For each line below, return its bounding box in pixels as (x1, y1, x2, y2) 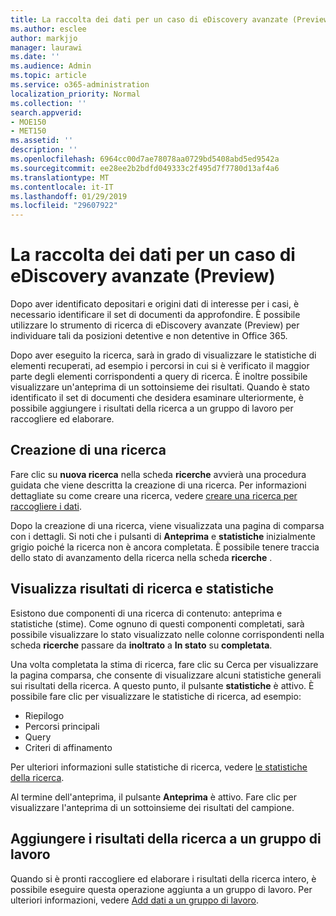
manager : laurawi (10, 42, 83, 53)
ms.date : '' (10, 52, 60, 62)
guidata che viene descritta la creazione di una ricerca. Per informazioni (10, 479, 307, 491)
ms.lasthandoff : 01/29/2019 (10, 191, 128, 201)
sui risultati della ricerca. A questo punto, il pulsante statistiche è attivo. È (10, 679, 315, 691)
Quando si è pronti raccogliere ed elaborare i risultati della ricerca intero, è (10, 872, 317, 885)
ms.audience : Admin (10, 61, 92, 71)
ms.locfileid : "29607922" (10, 201, 118, 211)
